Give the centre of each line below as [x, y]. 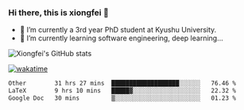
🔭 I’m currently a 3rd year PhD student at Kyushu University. [118, 30]
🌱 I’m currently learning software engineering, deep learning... [122, 38]
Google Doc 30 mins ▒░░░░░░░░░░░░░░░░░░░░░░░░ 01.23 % [122, 98]
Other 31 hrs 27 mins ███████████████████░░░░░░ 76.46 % [122, 83]
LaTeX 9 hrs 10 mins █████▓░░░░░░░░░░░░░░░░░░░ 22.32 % [122, 91]
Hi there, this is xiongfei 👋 [58, 13]
